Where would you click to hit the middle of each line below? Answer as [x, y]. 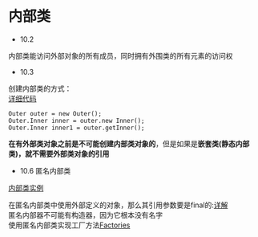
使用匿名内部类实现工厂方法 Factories [69, 225]
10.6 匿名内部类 [45, 170]
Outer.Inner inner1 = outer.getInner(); [77, 128]
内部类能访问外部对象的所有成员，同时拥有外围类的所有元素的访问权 [121, 55]
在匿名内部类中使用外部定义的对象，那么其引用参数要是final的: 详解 [118, 205]
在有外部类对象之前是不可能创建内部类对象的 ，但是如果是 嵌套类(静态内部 [129, 143]
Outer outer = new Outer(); [55, 113]
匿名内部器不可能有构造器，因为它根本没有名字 [85, 215]
